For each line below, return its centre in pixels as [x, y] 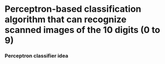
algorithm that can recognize [66, 19]
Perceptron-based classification [73, 9]
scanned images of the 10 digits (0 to [82, 30]
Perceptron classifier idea [37, 56]
